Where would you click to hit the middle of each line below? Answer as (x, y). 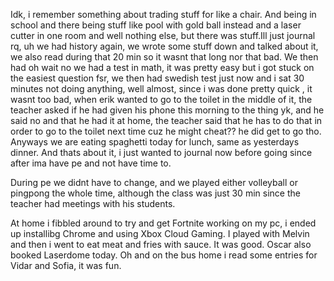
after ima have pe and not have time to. (91, 163)
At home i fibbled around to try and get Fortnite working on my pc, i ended (163, 223)
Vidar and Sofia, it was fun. (66, 265)
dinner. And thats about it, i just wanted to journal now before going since (161, 152)
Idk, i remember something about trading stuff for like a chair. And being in (163, 14)
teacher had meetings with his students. (93, 203)
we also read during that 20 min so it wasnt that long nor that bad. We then (164, 57)
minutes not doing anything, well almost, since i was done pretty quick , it (161, 88)
